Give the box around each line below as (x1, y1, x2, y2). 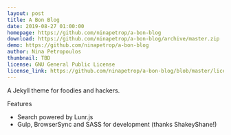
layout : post (7, 10, 45, 17)
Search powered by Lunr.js (16, 112, 93, 121)
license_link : (7, 67, 48, 74)
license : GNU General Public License (7, 61, 115, 68)
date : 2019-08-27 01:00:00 (7, 23, 85, 29)
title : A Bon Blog (7, 16, 60, 23)
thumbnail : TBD (7, 55, 51, 62)
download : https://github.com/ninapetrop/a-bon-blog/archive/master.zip (7, 36, 220, 42)
